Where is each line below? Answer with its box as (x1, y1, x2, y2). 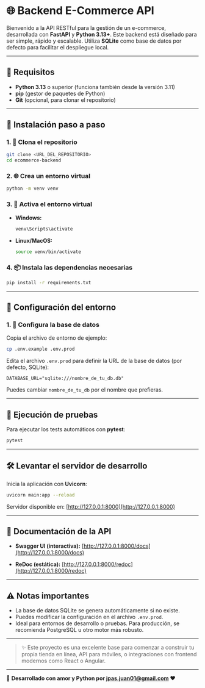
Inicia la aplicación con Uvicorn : (6, 480, 87, 487)
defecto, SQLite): (6, 364, 49, 371)
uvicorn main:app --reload (6, 492, 75, 498)
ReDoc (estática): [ (15, 561, 64, 568)
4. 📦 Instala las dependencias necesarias (6, 263, 133, 272)
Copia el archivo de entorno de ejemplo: (6, 334, 107, 342)
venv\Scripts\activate (15, 226, 73, 232)
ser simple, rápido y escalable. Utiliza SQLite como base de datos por (6, 37, 182, 45)
